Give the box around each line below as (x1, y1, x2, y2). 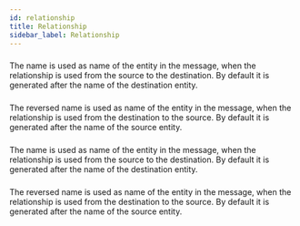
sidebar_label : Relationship (9, 30, 120, 39)
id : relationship (9, 13, 75, 23)
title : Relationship (9, 22, 88, 31)
